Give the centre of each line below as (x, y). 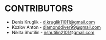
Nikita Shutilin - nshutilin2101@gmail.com (53, 32)
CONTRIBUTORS (39, 9)
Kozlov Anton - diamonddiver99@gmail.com (56, 27)
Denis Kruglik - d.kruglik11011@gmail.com (53, 22)
